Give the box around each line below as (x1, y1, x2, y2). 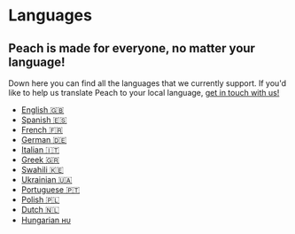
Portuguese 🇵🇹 (20, 184, 81, 195)
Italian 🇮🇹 (20, 144, 59, 155)
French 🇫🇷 (20, 125, 64, 135)
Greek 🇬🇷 (20, 154, 60, 165)
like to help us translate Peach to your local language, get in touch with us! (8, 88, 280, 97)
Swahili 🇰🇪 (20, 165, 64, 175)
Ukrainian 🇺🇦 (20, 175, 73, 184)
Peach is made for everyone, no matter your (8, 41, 256, 56)
